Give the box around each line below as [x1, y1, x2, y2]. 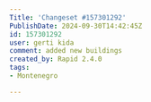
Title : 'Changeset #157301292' [9, 13, 127, 22]
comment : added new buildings [9, 47, 123, 55]
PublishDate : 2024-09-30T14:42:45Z [9, 21, 143, 30]
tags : [9, 64, 30, 72]
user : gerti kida [9, 38, 75, 47]
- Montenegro [9, 72, 58, 81]
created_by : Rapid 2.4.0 [9, 55, 102, 64]
